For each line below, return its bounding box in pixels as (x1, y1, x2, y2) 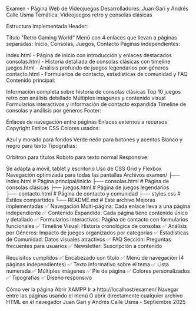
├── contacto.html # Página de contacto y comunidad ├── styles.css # (6, 190, 181, 197)
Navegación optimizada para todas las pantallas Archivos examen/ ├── (6, 171, 180, 178)
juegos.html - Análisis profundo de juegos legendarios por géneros (6, 64, 169, 71)
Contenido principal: (6, 77, 56, 84)
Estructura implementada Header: (6, 23, 88, 29)
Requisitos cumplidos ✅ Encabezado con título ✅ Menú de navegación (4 (6, 254, 184, 261)
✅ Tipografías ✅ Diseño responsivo (6, 274, 92, 281)
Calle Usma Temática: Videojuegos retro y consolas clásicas (6, 11, 152, 18)
